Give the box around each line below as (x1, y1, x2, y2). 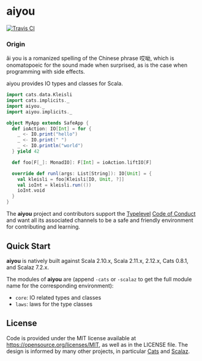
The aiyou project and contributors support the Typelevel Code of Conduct (6, 210, 196, 218)
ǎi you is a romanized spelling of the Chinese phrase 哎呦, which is (6, 55, 174, 62)
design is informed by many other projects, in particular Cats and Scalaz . (6, 348, 190, 355)
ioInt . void (17, 188, 45, 194)
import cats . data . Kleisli (6, 92, 72, 98)
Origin (6, 40, 26, 48)
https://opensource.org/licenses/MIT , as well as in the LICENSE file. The (6, 341, 189, 348)
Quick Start (6, 241, 51, 251)
